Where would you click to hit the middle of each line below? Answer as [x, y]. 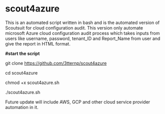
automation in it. [22, 107]
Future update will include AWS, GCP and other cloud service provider [78, 102]
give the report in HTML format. [38, 43]
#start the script [23, 53]
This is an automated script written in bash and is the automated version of [82, 22]
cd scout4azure [22, 72]
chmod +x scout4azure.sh [32, 82]
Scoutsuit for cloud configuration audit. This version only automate [74, 27]
